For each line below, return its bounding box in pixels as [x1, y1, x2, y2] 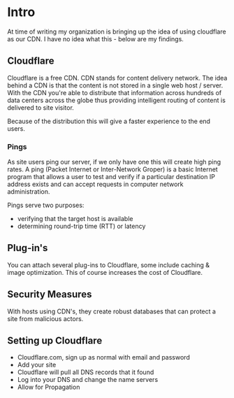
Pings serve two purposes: [7, 201, 85, 210]
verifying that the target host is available [17, 215, 133, 223]
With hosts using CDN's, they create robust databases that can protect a [7, 307, 217, 315]
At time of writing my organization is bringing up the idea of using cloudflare [7, 27, 226, 36]
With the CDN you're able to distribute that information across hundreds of [7, 88, 222, 97]
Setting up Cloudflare [7, 335, 103, 347]
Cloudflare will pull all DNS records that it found [17, 368, 154, 376]
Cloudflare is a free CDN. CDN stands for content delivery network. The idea [7, 73, 228, 82]
